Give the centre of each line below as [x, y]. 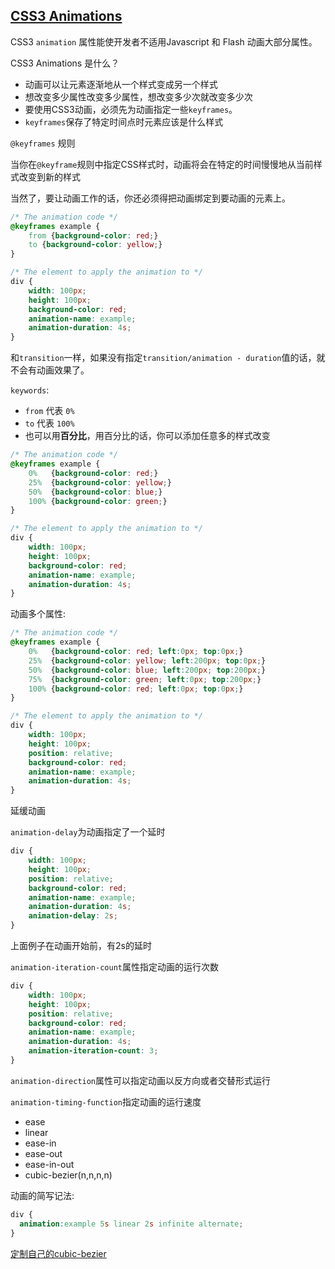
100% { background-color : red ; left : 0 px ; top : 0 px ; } [136, 689]
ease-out [43, 1153]
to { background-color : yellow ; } [95, 245]
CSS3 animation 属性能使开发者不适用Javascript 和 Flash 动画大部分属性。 [164, 41]
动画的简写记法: [42, 1195]
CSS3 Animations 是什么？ [65, 63]
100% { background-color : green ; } [98, 501]
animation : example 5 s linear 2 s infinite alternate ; [131, 1224]
